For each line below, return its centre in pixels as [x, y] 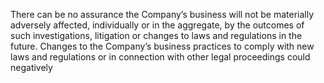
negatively [31, 67]
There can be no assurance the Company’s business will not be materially [162, 14]
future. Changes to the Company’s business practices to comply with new [162, 46]
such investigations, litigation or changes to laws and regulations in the [156, 35]
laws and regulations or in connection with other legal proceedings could [160, 57]
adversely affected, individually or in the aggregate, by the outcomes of [157, 25]
